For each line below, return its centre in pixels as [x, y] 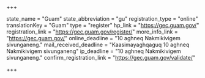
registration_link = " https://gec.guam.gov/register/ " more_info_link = [92, 32]
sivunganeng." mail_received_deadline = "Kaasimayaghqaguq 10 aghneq [98, 44]
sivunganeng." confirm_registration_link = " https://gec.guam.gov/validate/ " [101, 58]
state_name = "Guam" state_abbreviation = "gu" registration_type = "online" [102, 19]
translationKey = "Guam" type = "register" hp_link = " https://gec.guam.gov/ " [103, 25]
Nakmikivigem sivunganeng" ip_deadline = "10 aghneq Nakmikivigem [94, 51]
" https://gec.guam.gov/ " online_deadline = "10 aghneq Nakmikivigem [93, 38]
